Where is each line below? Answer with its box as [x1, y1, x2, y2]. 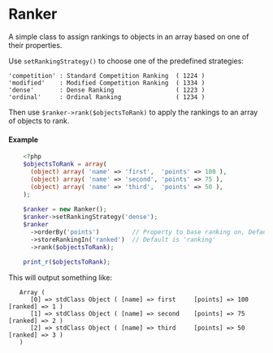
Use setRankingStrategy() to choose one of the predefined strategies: [8, 56, 244, 66]
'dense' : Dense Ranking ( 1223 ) [8, 86, 206, 94]
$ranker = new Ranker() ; [23, 205, 107, 213]
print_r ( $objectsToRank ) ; [23, 258, 111, 266]
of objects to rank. [8, 115, 70, 126]
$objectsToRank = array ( [23, 160, 107, 169]
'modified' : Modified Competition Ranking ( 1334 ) [8, 79, 206, 87]
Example [8, 135, 39, 144]
